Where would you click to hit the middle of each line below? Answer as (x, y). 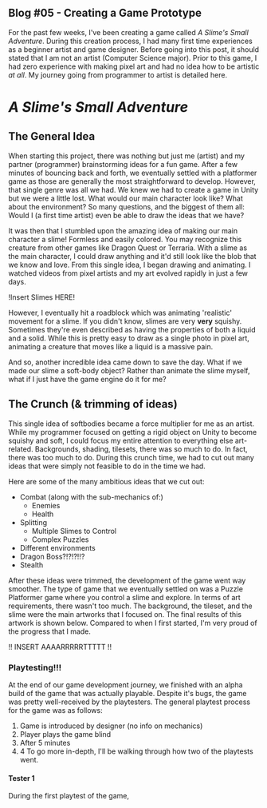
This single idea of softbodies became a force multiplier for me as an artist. (132, 424)
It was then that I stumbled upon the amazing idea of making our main (123, 230)
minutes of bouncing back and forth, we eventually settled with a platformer (133, 173)
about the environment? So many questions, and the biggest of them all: (127, 206)
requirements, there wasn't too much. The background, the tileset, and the (130, 606)
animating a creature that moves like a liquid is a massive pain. (111, 346)
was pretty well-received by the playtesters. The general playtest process (130, 702)
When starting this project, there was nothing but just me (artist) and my (127, 156)
